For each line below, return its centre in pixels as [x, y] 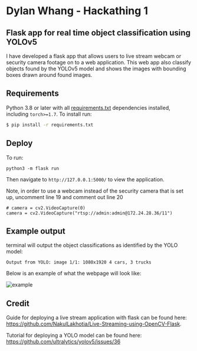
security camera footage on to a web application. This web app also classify [99, 62]
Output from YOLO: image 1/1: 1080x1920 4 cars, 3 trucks [79, 262]
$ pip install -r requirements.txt [50, 125]
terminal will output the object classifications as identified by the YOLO [92, 245]
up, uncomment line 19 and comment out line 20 [65, 197]
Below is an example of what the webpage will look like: [74, 274]
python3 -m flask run [33, 168]
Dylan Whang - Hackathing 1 [77, 11]
